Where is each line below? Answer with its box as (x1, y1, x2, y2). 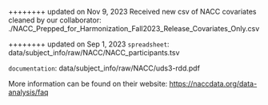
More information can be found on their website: (8, 79, 168, 88)
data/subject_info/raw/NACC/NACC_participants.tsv (8, 48, 180, 57)
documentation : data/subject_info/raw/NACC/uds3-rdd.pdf (8, 63, 200, 73)
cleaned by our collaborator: (8, 15, 102, 25)
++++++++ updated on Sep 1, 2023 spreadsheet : (8, 39, 170, 49)
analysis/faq (8, 87, 49, 97)
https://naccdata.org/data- (169, 79, 258, 88)
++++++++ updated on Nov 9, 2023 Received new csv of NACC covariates (8, 7, 257, 16)
